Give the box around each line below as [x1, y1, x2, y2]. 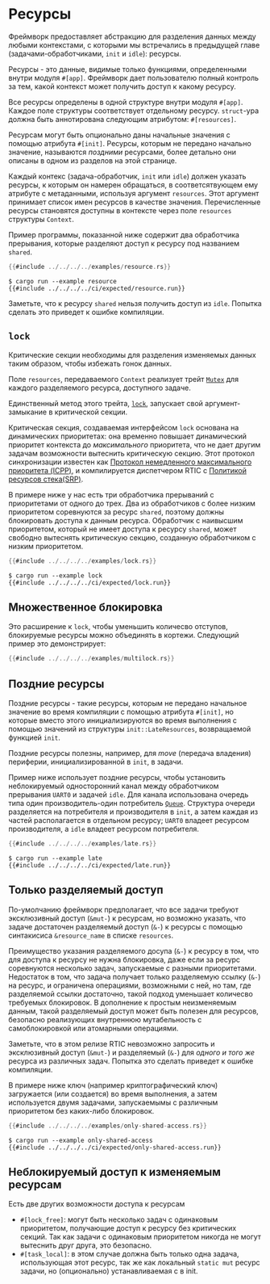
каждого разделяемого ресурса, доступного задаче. [8, 383, 191, 392]
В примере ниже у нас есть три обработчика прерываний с [8, 489, 215, 499]
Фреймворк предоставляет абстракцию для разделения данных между [8, 31, 256, 41]
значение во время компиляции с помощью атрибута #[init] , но [8, 707, 234, 716]
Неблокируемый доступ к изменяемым [8, 1164, 222, 1179]
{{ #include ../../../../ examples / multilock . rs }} [8, 655, 175, 663]
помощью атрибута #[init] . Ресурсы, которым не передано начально [8, 138, 251, 148]
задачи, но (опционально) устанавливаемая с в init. [19, 1266, 199, 1276]
